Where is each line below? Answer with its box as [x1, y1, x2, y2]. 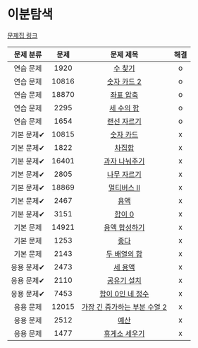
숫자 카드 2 [106, 76, 142, 86]
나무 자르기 [106, 169, 142, 179]
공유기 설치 [106, 275, 142, 285]
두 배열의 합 [106, 249, 143, 259]
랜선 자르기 [106, 116, 142, 126]
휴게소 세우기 [104, 328, 145, 338]
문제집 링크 [7, 31, 38, 40]
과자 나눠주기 [104, 156, 145, 166]
